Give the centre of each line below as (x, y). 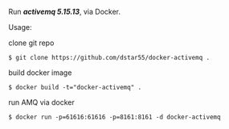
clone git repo (31, 43)
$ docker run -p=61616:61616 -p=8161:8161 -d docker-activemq (115, 117)
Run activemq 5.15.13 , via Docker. (65, 12)
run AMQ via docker (41, 102)
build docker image (40, 73)
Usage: (20, 27)
